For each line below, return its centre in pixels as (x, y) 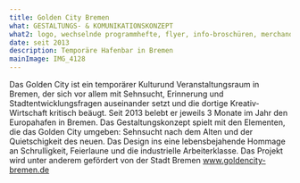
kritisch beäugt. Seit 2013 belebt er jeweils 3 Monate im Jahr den (168, 113)
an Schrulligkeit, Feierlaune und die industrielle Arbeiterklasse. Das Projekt (146, 151)
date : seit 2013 (39, 42)
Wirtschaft (28, 113)
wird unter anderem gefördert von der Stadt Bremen (105, 160)
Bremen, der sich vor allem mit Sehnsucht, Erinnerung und (117, 94)
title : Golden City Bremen (59, 17)
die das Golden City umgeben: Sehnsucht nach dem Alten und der (131, 132)
